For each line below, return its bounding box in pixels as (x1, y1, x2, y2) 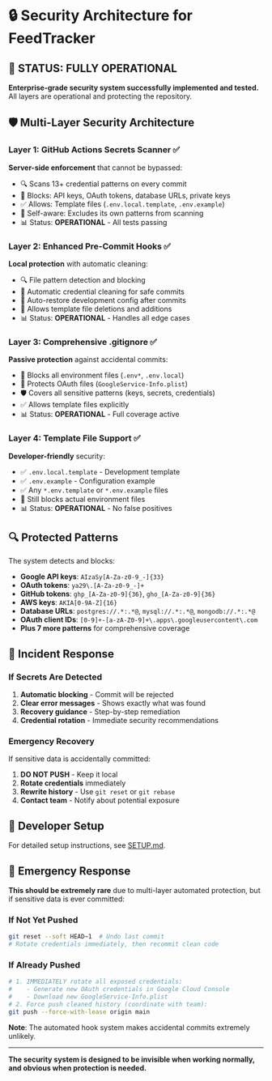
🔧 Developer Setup (8, 819, 104, 832)
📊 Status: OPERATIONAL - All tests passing (19, 217, 168, 227)
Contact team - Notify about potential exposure (19, 795, 181, 806)
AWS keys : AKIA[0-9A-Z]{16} (19, 598, 117, 607)
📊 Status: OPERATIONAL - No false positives (19, 503, 172, 513)
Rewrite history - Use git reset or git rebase (19, 787, 176, 797)
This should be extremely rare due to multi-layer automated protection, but (8, 886, 261, 895)
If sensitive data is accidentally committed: (8, 754, 151, 764)
